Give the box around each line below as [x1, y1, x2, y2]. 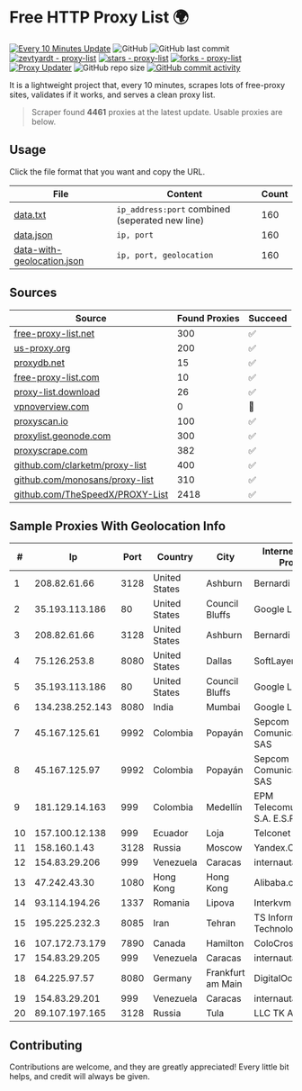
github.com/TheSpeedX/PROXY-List [13, 488, 169, 500]
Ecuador [152, 827, 189, 840]
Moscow [206, 842, 243, 854]
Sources [9, 285, 58, 301]
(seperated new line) [116, 213, 205, 226]
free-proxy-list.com [13, 371, 101, 383]
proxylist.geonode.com [13, 429, 111, 442]
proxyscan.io [13, 415, 69, 428]
